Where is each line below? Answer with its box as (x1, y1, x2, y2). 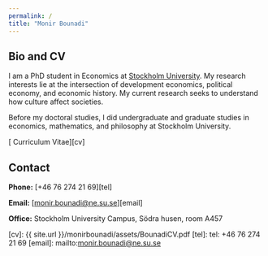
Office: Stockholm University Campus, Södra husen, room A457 (8, 214, 223, 223)
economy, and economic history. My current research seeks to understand (8, 89, 258, 98)
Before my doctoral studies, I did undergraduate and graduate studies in (8, 113, 249, 123)
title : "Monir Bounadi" (8, 20, 89, 28)
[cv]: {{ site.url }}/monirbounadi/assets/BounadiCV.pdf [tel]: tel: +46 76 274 (8, 229, 261, 240)
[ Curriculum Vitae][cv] (8, 137, 85, 147)
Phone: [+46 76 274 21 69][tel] (8, 182, 112, 192)
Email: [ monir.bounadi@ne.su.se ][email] (8, 198, 144, 208)
